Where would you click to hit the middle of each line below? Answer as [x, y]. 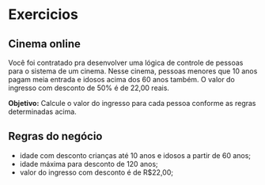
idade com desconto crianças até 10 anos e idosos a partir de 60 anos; [135, 155]
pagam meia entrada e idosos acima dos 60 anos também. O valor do [121, 79]
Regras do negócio [55, 136]
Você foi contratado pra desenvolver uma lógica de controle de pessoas [126, 62]
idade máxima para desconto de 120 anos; [89, 164]
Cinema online [45, 44]
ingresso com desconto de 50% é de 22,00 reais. [89, 88]
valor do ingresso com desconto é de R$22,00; [97, 172]
